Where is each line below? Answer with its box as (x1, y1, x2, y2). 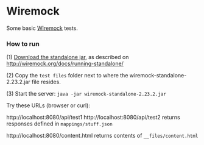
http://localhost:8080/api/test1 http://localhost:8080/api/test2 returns (6, 114, 181, 121)
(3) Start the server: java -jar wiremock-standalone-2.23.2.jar (6, 90, 166, 97)
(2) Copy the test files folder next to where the (6, 72, 128, 79)
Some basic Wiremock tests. (6, 24, 78, 32)
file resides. (31, 78, 61, 86)
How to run (6, 40, 40, 48)
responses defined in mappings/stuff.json (6, 120, 113, 127)
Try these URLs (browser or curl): (6, 102, 90, 109)
